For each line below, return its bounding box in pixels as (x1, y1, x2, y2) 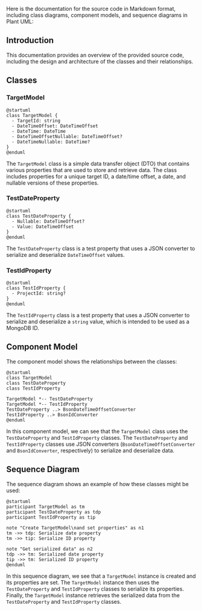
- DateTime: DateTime (11, 128, 66, 135)
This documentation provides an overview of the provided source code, (6, 51, 185, 59)
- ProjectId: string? (11, 291, 66, 297)
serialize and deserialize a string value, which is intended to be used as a (6, 318, 190, 325)
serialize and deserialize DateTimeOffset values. (6, 251, 125, 258)
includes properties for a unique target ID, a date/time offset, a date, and (6, 173, 186, 180)
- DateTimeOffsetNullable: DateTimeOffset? (11, 133, 122, 139)
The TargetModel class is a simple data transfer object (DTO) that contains (6, 160, 190, 167)
